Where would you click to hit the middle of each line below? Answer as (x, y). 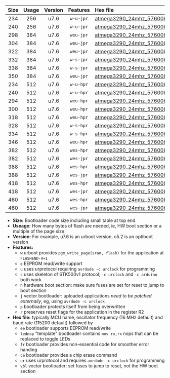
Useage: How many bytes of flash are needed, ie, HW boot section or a (87, 226)
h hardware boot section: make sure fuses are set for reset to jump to (92, 285)
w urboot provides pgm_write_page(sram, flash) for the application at (92, 253)
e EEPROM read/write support (51, 263)
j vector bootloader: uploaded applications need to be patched (86, 296)
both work (31, 280)
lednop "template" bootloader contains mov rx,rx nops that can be (89, 333)
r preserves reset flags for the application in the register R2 (82, 312)
